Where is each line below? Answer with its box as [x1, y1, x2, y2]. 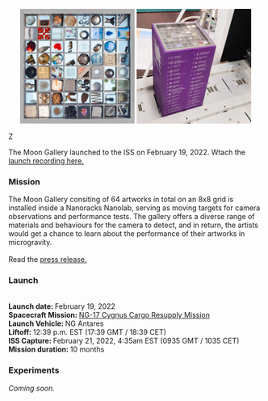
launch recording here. [8, 155, 85, 166]
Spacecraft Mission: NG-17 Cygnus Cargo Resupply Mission [8, 310, 211, 320]
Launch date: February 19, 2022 [8, 302, 115, 311]
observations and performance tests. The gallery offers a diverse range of [8, 212, 256, 222]
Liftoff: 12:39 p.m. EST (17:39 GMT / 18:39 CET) [8, 327, 167, 337]
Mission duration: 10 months [8, 344, 105, 354]
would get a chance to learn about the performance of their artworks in [8, 229, 245, 238]
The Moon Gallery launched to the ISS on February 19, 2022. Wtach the [8, 147, 246, 157]
